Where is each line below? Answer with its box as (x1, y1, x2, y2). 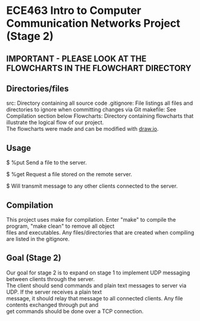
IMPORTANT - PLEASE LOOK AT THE (6, 53, 147, 64)
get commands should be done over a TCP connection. (6, 307, 144, 315)
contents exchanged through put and (6, 301, 98, 308)
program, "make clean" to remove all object (6, 222, 115, 230)
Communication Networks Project (6, 16, 181, 30)
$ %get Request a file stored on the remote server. (6, 171, 132, 178)
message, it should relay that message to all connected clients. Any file (6, 294, 183, 302)
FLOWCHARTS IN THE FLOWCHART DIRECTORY (6, 63, 192, 73)
